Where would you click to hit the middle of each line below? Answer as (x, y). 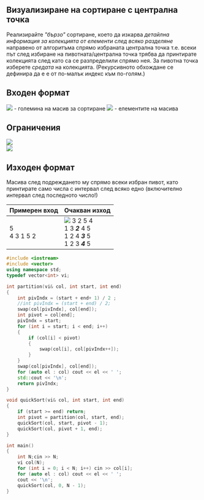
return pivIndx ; (38, 383)
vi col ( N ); (31, 463)
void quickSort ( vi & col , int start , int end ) (65, 400)
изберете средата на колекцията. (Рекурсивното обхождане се (90, 67)
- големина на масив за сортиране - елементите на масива (96, 108)
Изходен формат (40, 167)
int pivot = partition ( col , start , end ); (71, 417)
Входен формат (38, 93)
